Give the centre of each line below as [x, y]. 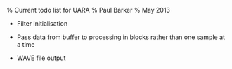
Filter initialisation [42, 23]
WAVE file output [41, 58]
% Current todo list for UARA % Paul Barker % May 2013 [88, 10]
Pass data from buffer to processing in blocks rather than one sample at [121, 37]
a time [26, 44]
